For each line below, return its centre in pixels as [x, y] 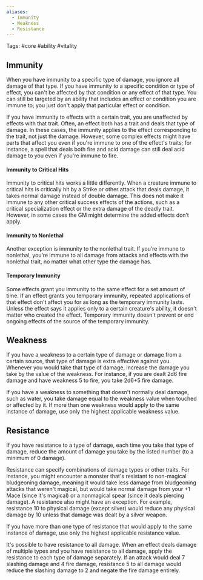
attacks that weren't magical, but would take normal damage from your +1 [98, 489]
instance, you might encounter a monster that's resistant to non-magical [96, 476]
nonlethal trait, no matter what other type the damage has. [79, 262]
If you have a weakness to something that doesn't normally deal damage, [98, 392]
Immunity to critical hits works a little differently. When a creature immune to [101, 183]
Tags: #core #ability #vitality [42, 46]
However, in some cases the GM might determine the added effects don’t [98, 215]
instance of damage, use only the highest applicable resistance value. [93, 533]
